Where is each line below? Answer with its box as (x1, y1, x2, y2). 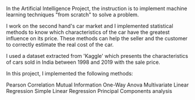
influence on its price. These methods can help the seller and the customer (6, 35, 188, 42)
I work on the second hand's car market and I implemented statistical (6, 23, 173, 29)
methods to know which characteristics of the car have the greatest (6, 29, 170, 36)
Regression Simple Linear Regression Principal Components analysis (6, 88, 172, 94)
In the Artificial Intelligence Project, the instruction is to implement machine (6, 5, 188, 12)
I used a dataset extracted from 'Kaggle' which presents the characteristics (6, 53, 189, 59)
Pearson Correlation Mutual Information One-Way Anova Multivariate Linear (6, 81, 189, 88)
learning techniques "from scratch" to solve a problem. (6, 11, 139, 18)
